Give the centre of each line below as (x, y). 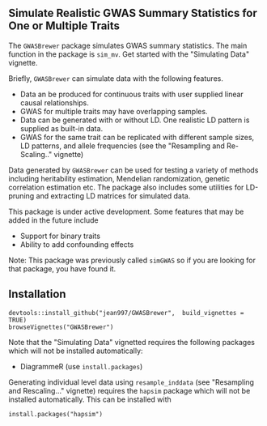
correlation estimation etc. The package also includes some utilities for (126, 187)
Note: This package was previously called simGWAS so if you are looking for (132, 260)
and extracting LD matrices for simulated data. (113, 196)
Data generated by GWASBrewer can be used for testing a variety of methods (133, 170)
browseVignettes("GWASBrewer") (61, 327)
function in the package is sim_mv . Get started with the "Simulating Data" (129, 54)
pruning (21, 196)
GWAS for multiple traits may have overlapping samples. (114, 111)
